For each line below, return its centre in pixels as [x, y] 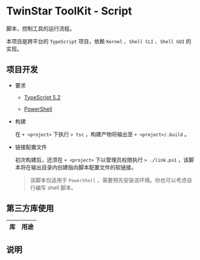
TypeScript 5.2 [42, 97]
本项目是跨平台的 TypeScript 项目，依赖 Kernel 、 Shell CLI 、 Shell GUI [95, 41]
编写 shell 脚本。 [56, 187]
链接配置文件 [31, 147]
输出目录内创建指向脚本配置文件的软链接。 [84, 167]
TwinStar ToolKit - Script [69, 11]
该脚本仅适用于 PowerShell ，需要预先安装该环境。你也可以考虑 [108, 180]
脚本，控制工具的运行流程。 [41, 28]
